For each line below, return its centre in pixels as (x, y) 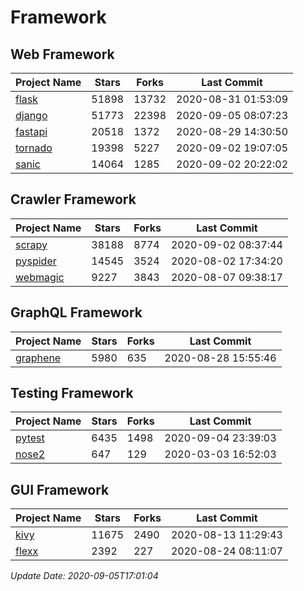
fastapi (31, 131)
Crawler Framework (73, 199)
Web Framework (62, 54)
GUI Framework (60, 489)
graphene (38, 358)
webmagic (40, 277)
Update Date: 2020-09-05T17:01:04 (84, 576)
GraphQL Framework (76, 312)
